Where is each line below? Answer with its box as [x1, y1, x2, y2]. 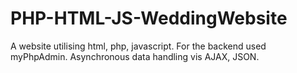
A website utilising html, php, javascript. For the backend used [10, 40, 267, 52]
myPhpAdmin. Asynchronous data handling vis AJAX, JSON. [10, 50, 260, 62]
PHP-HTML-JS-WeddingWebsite [10, 7, 288, 30]
